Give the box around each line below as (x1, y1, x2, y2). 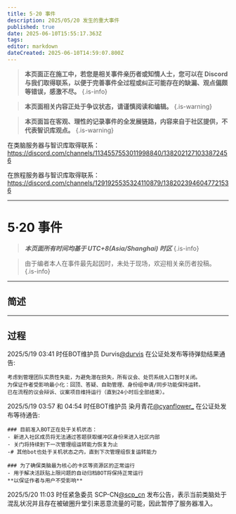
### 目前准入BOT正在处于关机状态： (7, 426, 98, 433)
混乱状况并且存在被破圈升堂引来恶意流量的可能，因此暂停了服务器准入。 (7, 499, 216, 508)
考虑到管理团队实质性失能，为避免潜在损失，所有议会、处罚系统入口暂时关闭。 (7, 374, 201, 381)
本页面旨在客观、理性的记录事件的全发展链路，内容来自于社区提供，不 (24, 117, 228, 125)
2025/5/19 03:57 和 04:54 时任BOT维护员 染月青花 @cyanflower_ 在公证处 (7, 402, 221, 411)
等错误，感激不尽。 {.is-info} (24, 87, 107, 96)
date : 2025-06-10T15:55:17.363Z (7, 30, 102, 37)
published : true (7, 23, 55, 30)
